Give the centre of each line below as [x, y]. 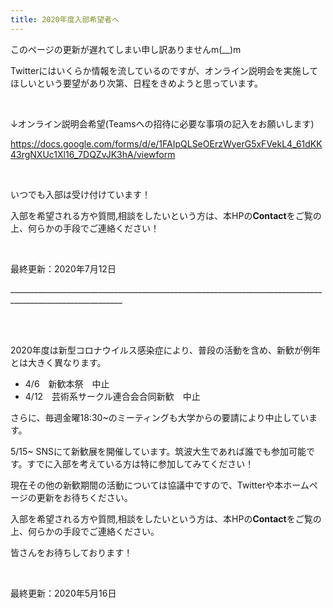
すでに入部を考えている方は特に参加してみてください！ [140, 463]
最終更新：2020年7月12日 [63, 268]
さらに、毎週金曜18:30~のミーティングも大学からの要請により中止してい [160, 417]
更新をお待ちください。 [84, 497]
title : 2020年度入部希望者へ [65, 19]
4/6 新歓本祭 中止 [67, 383]
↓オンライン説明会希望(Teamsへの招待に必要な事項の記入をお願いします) [162, 123]
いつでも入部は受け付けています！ [80, 194]
